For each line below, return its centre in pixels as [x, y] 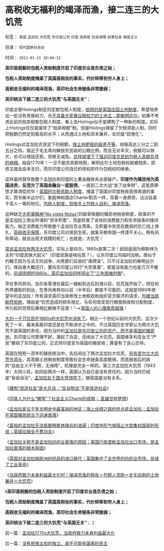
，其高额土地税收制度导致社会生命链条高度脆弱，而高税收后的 [84, 359]
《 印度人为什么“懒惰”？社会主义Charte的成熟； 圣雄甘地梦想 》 [68, 398]
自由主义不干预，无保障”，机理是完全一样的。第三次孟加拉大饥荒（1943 [83, 365]
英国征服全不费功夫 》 [35, 431]
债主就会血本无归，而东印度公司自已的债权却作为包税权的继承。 [69, 169]
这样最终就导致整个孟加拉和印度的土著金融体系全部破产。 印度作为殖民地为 [80, 179]
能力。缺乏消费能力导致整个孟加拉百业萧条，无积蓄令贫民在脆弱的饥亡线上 [80, 226]
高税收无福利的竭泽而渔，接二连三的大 [82, 10]
